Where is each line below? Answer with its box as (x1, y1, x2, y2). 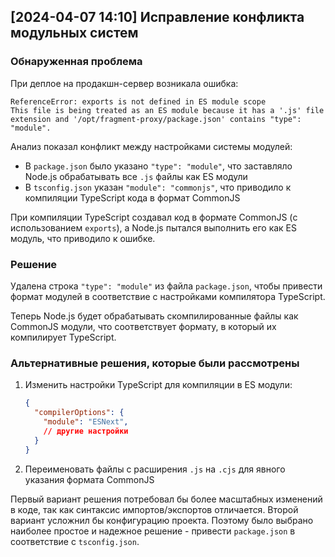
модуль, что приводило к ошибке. (10, 232, 156, 244)
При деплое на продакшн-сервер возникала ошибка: (10, 77, 239, 89)
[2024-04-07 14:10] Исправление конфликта (10, 9, 305, 26)
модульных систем (10, 25, 139, 42)
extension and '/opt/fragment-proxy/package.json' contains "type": (10, 114, 302, 124)
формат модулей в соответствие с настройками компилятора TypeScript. (10, 290, 326, 302)
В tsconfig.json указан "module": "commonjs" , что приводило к (24, 181, 292, 193)
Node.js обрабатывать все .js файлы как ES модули (24, 170, 248, 182)
